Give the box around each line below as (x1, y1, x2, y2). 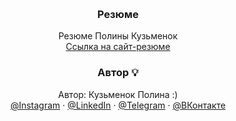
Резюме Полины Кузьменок (58, 30, 178, 42)
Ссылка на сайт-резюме (65, 41, 171, 53)
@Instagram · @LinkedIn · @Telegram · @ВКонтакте (9, 99, 227, 111)
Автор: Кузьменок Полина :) (58, 88, 178, 100)
